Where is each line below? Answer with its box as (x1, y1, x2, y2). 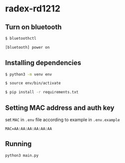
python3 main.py (5, 153, 39, 158)
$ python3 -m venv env (5, 72, 52, 77)
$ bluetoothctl (5, 36, 37, 41)
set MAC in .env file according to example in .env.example (5, 117, 120, 122)
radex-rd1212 (5, 3, 61, 14)
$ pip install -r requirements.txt (5, 90, 79, 95)
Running (5, 140, 32, 148)
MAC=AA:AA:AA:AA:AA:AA (5, 126, 52, 131)
